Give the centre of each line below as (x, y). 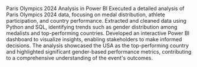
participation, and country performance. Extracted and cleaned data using (96, 21)
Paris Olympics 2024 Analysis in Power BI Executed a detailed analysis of (95, 8)
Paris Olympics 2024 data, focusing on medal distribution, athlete (86, 15)
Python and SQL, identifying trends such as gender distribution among (92, 27)
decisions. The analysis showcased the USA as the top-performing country (98, 45)
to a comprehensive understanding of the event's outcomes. (80, 58)
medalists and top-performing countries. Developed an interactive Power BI (98, 33)
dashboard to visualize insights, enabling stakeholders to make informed (94, 39)
